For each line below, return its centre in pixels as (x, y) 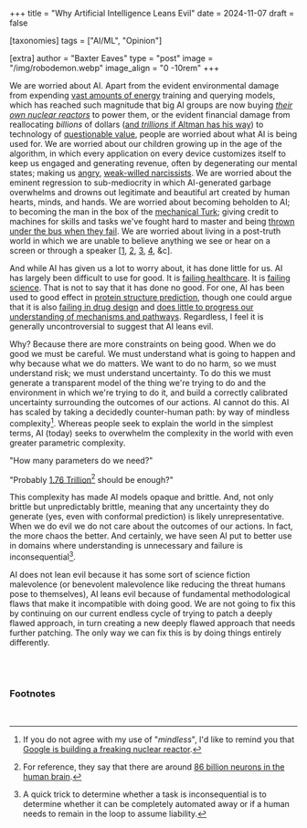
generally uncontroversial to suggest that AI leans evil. (111, 326)
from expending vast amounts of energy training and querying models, (143, 95)
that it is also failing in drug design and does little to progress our (132, 307)
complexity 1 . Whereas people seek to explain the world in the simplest (142, 422)
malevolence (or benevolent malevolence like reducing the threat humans (148, 584)
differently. (30, 642)
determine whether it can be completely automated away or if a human (156, 804)
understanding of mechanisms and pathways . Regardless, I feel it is (137, 317)
